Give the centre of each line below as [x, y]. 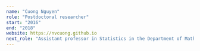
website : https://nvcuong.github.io [51, 33]
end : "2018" [21, 28]
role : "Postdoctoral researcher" [48, 17]
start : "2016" [24, 22]
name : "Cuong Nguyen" [33, 11]
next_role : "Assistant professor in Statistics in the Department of [94, 39]
